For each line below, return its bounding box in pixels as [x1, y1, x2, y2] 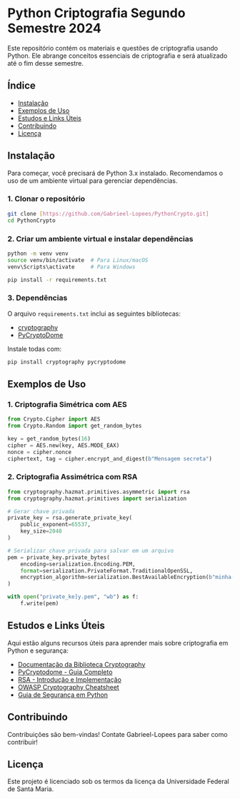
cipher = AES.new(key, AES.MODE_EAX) [7, 441, 120, 449]
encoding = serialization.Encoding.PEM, [20, 561, 136, 568]
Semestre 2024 [7, 20, 101, 36]
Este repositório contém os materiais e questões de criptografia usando [7, 44, 219, 52]
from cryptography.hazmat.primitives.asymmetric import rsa [7, 488, 191, 496]
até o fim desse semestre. [7, 59, 84, 67]
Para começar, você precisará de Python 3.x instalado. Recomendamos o [7, 169, 224, 177]
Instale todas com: [7, 344, 62, 353]
